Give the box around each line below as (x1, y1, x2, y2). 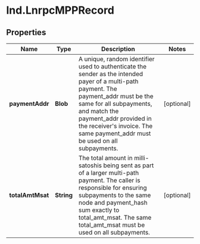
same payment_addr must (78, 129, 151, 137)
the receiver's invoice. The (78, 122, 153, 130)
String (55, 191, 73, 199)
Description (101, 45, 135, 53)
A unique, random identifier (78, 55, 155, 63)
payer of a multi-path (78, 77, 139, 85)
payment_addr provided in (78, 114, 152, 123)
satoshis (78, 161, 102, 170)
